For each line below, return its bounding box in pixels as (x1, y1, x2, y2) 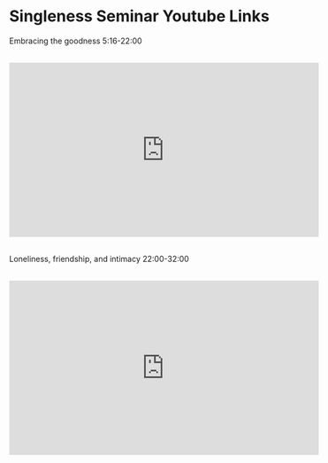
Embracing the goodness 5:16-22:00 (9, 35, 143, 46)
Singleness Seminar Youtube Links (9, 6, 270, 27)
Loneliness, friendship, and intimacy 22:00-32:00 (9, 253, 190, 264)
